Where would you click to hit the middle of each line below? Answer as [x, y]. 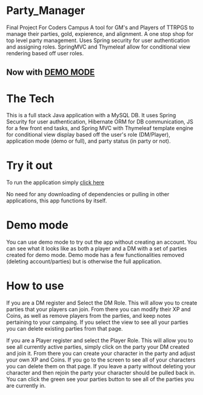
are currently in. [26, 386]
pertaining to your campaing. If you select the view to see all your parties [98, 322]
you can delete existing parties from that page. [65, 329]
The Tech [30, 98]
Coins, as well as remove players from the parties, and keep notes [89, 316]
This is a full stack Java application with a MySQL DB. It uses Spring [91, 115]
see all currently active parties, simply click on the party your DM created [98, 347]
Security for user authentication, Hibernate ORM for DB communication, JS [100, 122]
